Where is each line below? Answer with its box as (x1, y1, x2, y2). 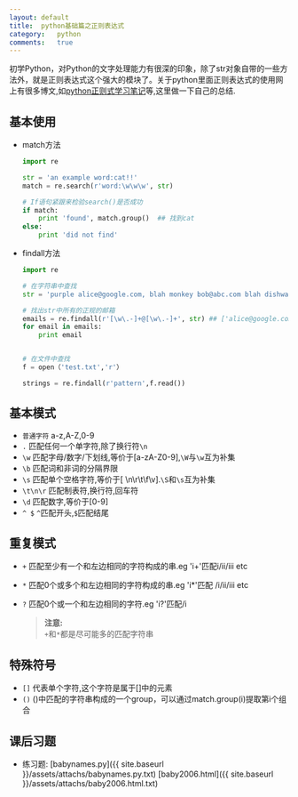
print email (38, 331, 82, 340)
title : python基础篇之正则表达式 (9, 21, 125, 30)
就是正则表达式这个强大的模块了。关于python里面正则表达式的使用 (32, 75, 276, 85)
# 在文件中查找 (21, 355, 71, 364)
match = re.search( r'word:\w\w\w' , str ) (21, 181, 174, 190)
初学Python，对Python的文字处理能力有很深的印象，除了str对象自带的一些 (9, 63, 281, 74)
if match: (21, 205, 59, 214)
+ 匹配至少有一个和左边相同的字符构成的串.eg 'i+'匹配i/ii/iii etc (21, 561, 248, 572)
